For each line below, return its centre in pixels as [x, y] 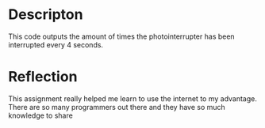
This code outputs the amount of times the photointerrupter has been [122, 36]
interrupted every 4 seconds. [56, 44]
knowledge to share [40, 115]
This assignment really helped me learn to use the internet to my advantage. [133, 98]
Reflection [43, 77]
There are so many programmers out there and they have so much [117, 107]
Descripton [46, 15]
